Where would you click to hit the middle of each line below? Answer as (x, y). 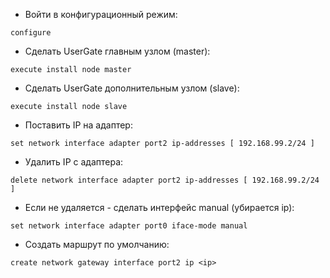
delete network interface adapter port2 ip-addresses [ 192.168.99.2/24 (165, 180)
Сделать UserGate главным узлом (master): (117, 51)
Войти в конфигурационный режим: (101, 14)
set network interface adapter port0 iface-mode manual (129, 226)
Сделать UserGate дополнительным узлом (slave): (132, 88)
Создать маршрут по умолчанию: (97, 244)
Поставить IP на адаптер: (78, 125)
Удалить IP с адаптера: (74, 162)
